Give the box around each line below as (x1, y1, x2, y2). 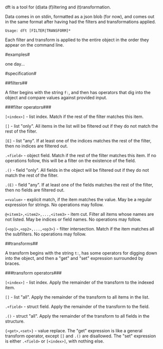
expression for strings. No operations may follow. (5, 202, 104, 208)
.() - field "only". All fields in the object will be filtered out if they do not (5, 167, 149, 173)
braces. (5, 260, 20, 266)
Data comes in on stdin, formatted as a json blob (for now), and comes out (5, 14, 155, 19)
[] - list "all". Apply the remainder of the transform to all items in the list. (5, 294, 150, 300)
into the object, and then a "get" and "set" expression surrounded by (5, 256, 143, 261)
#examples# (5, 51, 30, 57)
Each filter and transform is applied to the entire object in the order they (5, 37, 149, 43)
